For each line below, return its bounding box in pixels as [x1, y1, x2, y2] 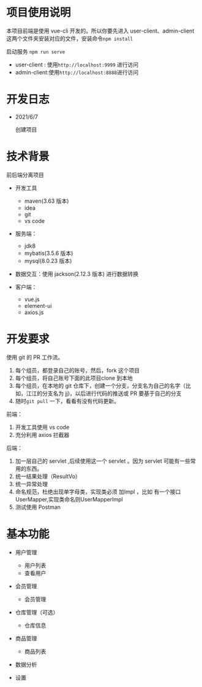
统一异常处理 [15, 480, 48, 487]
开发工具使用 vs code [15, 423, 70, 431]
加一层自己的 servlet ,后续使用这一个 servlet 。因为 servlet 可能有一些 [15, 457, 191, 465]
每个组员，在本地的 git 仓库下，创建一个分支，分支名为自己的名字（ [15, 382, 186, 389]
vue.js [24, 296, 40, 303]
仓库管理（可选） [15, 608, 59, 616]
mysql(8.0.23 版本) [24, 257, 72, 264]
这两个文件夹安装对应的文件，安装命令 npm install [6, 34, 133, 42]
